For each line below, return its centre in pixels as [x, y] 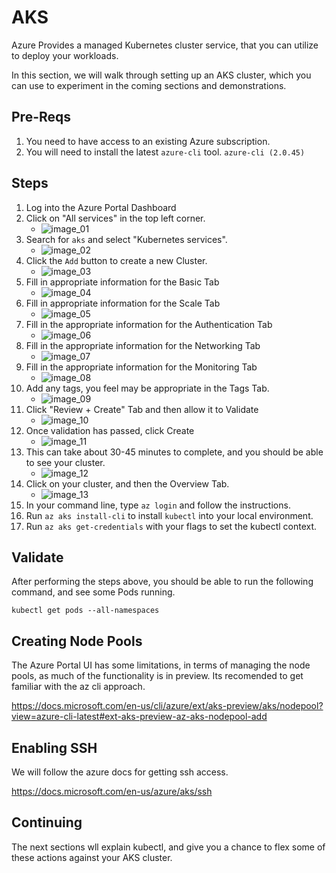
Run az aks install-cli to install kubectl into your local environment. [169, 515]
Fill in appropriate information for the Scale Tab [123, 303]
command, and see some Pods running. [93, 592]
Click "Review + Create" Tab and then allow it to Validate [142, 409]
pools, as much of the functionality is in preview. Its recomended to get [157, 676]
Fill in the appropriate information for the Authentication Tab [149, 324]
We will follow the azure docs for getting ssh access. [120, 772]
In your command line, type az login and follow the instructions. [158, 505]
